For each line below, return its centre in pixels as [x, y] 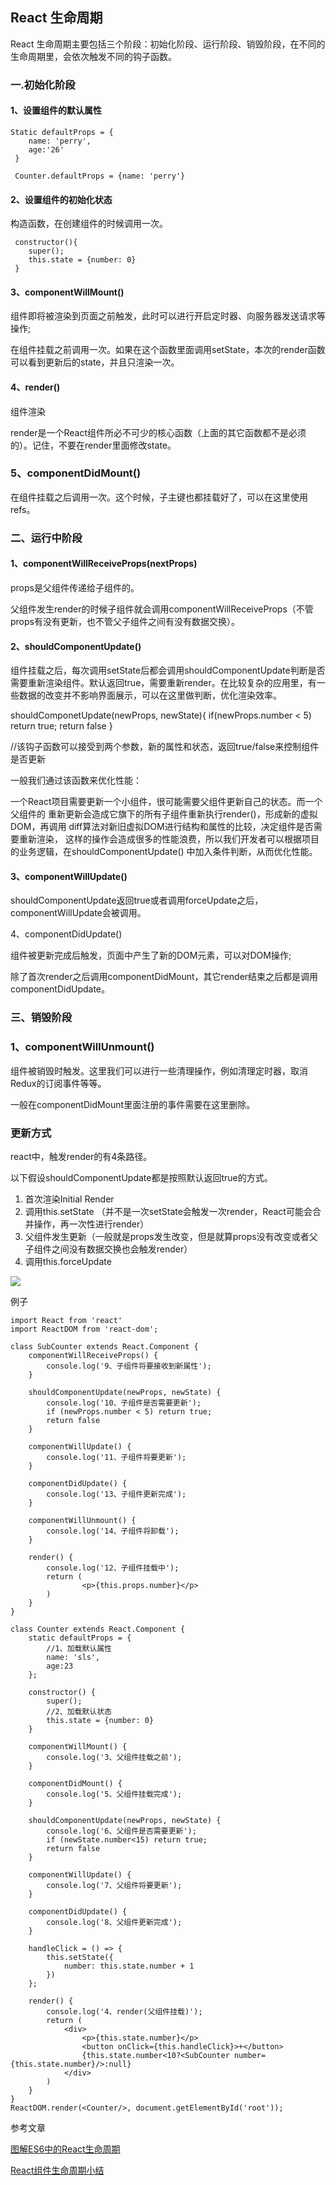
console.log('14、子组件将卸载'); [113, 1531]
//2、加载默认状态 [79, 1711]
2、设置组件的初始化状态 [61, 199]
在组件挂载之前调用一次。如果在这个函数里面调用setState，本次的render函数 [168, 350]
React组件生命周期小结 [57, 2170]
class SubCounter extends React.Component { [104, 1346]
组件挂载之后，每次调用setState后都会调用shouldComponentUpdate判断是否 [168, 670]
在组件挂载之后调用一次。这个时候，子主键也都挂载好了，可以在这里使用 [159, 497]
